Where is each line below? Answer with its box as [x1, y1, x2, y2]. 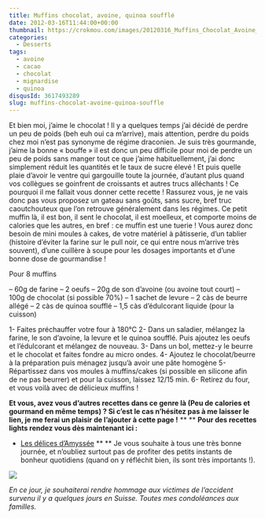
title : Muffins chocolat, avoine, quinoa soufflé [9, 11, 175, 20]
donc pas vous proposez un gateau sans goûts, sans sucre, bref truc [9, 196, 233, 205]
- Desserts [16, 41, 52, 49]
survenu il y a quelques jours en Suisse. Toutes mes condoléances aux [9, 494, 239, 503]
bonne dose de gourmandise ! [9, 254, 107, 264]
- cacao [16, 63, 42, 71]
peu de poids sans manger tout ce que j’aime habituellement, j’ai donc [9, 154, 235, 163]
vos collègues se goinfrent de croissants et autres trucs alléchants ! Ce [9, 179, 239, 188]
